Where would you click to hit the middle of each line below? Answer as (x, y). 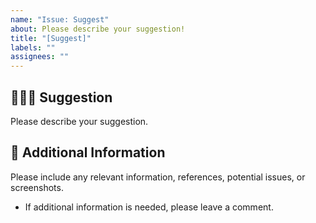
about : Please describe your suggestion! (98, 29)
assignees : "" (40, 57)
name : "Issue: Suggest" (60, 19)
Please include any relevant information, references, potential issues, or (158, 177)
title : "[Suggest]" (51, 38)
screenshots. (37, 187)
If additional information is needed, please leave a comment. (149, 207)
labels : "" (33, 47)
